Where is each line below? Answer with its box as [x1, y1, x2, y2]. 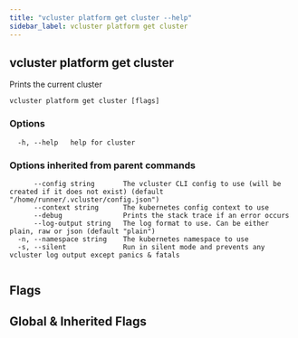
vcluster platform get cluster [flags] [9, 97, 160, 106]
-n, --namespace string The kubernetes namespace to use [17, 234, 249, 244]
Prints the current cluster [9, 79, 102, 90]
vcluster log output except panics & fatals [9, 250, 180, 259]
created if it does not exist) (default [9, 187, 165, 196]
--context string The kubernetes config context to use [33, 202, 270, 212]
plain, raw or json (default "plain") [9, 227, 156, 236]
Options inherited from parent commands [9, 159, 197, 172]
